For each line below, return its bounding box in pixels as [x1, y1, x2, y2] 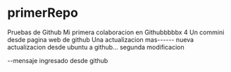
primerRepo [7, 5, 79, 21]
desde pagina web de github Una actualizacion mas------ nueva [7, 35, 194, 43]
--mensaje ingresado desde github [7, 56, 108, 64]
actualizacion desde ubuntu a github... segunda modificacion [7, 43, 185, 51]
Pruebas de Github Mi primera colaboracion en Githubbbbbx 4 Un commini [7, 28, 225, 36]
